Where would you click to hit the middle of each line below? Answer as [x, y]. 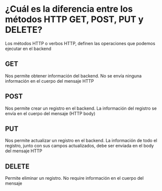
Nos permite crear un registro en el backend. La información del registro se [81, 108]
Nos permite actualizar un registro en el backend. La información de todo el [81, 141]
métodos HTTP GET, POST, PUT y [74, 19]
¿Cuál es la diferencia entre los [69, 9]
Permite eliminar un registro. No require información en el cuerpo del [74, 178]
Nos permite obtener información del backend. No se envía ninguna [73, 76]
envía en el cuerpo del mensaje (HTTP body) [50, 113]
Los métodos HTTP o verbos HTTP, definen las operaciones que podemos [80, 43]
